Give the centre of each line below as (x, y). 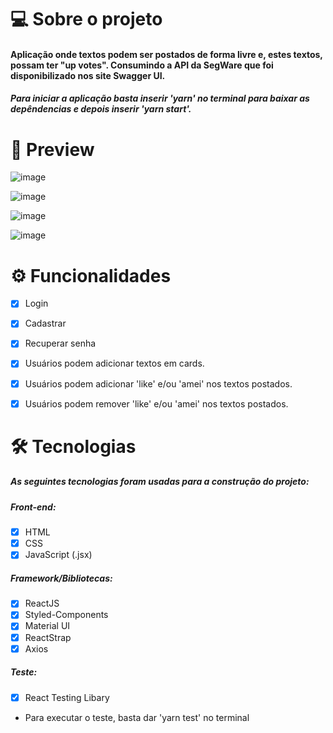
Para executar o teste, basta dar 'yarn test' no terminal (137, 717)
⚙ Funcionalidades (91, 275)
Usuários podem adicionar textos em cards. (114, 363)
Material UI (47, 626)
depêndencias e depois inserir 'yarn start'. (101, 109)
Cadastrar (45, 323)
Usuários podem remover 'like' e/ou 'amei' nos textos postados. (156, 403)
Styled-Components (66, 615)
